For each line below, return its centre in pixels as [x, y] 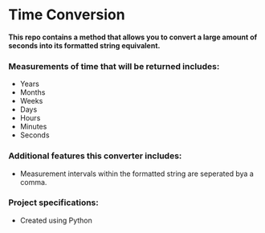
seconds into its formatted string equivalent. [84, 45]
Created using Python [56, 220]
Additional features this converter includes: [95, 156]
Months [33, 92]
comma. [33, 182]
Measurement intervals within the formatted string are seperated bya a [137, 174]
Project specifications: [53, 202]
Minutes [33, 127]
